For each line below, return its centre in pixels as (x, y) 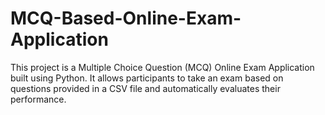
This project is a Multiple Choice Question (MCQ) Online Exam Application (162, 67)
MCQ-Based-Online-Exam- (126, 18)
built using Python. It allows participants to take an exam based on (147, 78)
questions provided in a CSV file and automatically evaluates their (145, 88)
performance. (38, 99)
